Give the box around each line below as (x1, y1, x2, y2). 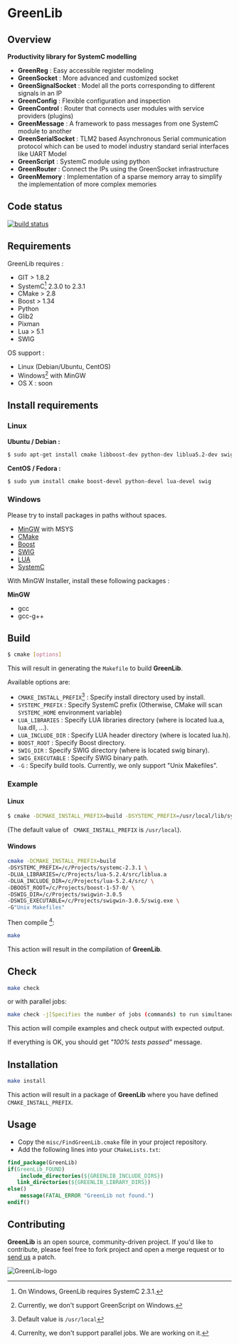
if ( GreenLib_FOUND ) (7, 1166, 65, 1173)
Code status (7, 201, 63, 213)
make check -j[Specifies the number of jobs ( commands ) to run (7, 1011, 199, 1019)
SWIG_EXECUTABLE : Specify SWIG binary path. (17, 754, 149, 762)
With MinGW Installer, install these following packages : (7, 576, 170, 585)
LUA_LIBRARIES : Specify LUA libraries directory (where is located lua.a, (17, 716, 225, 724)
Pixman (17, 320, 41, 328)
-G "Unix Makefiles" (7, 904, 65, 911)
